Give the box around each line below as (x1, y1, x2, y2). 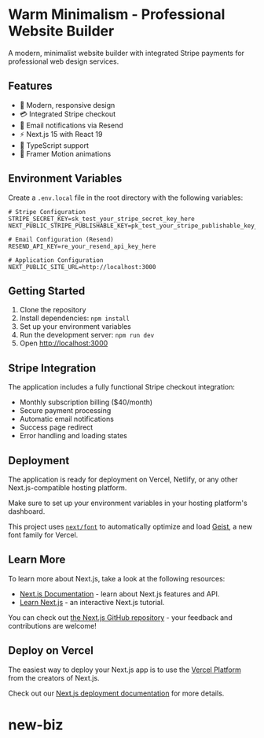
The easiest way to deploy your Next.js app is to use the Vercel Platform (8, 665, 242, 674)
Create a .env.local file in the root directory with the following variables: (8, 193, 244, 202)
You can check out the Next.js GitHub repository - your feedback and (8, 612, 233, 622)
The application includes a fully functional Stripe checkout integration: (8, 382, 236, 392)
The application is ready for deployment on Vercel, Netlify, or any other (8, 474, 238, 484)
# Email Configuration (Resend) (8, 235, 114, 243)
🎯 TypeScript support (19, 140, 89, 150)
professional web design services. (8, 57, 119, 66)
